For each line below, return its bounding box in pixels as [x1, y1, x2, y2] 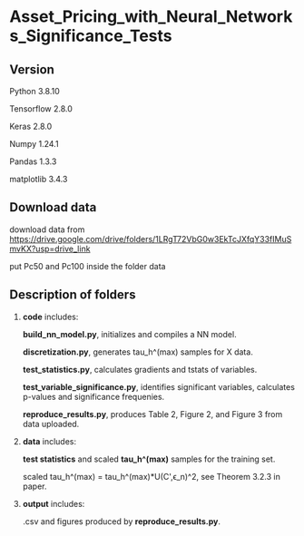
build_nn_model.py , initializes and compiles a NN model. [22, 328, 238, 339]
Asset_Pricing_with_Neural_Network [9, 6, 293, 27]
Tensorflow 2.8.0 [9, 103, 73, 114]
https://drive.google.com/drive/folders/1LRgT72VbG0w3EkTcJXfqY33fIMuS [9, 233, 292, 244]
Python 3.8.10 [9, 86, 61, 96]
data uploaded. [22, 418, 80, 429]
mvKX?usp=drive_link [9, 243, 91, 254]
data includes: [22, 435, 77, 446]
